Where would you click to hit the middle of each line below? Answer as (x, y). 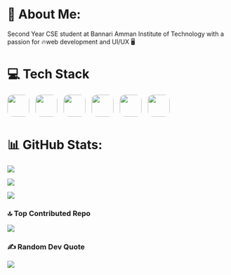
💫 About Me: (44, 14)
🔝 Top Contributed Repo (49, 213)
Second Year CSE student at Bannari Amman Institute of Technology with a (116, 34)
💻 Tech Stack (48, 74)
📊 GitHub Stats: (55, 145)
